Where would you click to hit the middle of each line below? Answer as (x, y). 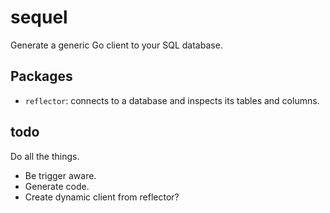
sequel (39, 17)
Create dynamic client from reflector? (102, 197)
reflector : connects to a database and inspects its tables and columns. (172, 100)
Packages (41, 76)
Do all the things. (45, 156)
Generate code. (57, 186)
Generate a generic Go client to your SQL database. (116, 45)
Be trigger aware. (60, 175)
